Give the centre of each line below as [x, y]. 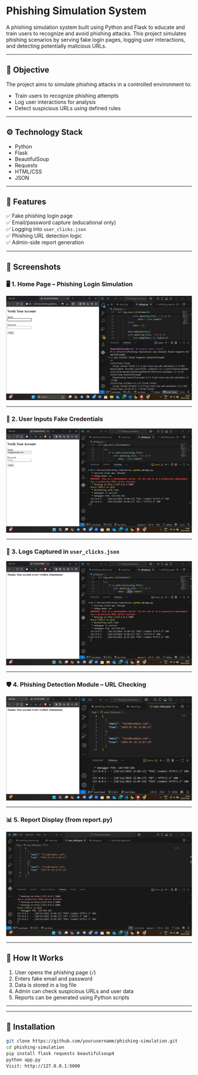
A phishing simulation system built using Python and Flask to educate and [96, 27]
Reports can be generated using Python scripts [72, 997]
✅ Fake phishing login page [39, 216]
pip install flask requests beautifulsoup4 [60, 1054]
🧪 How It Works [35, 958]
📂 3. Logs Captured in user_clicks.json [63, 551]
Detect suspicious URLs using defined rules [67, 108]
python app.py [24, 1060]
